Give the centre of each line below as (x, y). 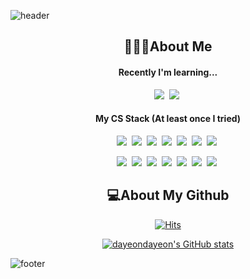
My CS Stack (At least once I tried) (168, 119)
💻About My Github (168, 195)
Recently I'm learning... (168, 72)
